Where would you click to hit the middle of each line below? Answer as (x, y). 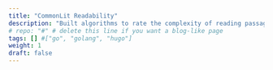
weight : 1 (25, 46)
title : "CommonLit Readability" (63, 16)
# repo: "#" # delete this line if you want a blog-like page (116, 31)
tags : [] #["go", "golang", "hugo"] (70, 38)
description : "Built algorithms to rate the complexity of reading (125, 23)
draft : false (30, 53)
